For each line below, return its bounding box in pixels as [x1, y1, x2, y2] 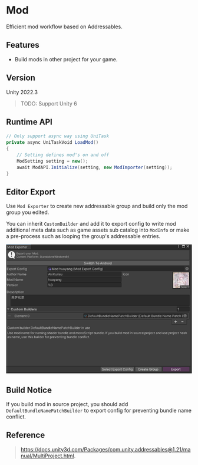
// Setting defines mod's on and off [16, 152, 110, 158]
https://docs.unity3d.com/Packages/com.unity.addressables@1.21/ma [20, 446, 191, 453]
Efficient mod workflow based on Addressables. [6, 23, 123, 30]
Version [6, 73, 35, 83]
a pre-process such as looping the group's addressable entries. [6, 233, 161, 240]
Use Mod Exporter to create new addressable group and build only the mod [6, 203, 188, 210]
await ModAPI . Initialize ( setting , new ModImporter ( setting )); [16, 164, 173, 170]
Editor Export [6, 187, 56, 197]
